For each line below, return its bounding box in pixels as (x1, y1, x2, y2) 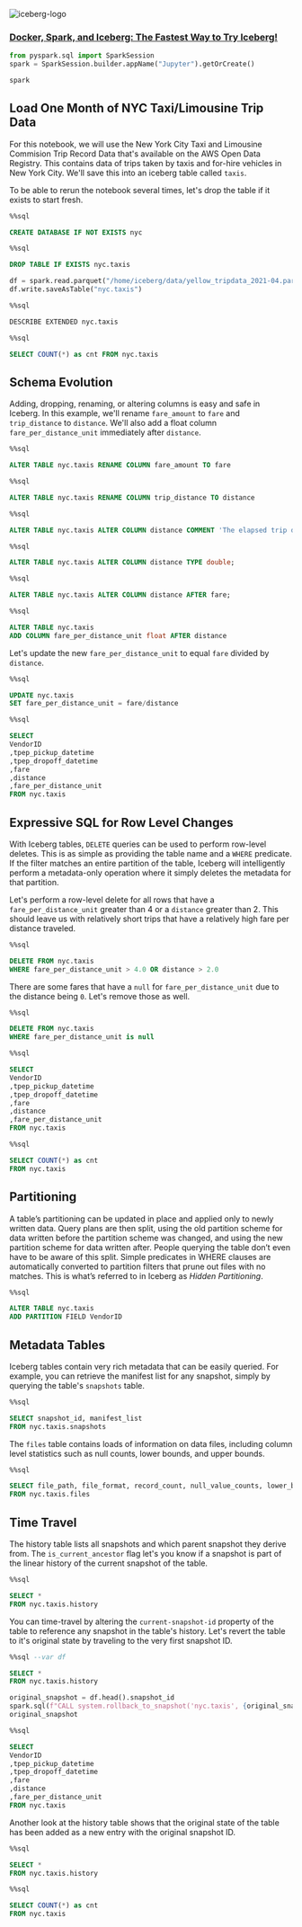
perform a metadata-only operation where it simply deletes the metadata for (9, 867, 292, 878)
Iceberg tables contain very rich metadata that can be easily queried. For (9, 1361, 280, 1372)
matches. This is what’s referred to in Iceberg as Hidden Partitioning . (9, 1270, 263, 1281)
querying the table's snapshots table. (9, 1380, 146, 1390)
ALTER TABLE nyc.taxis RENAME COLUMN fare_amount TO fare (9, 461, 231, 470)
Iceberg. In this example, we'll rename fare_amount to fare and (9, 408, 241, 419)
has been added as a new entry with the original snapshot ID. (9, 1826, 236, 1837)
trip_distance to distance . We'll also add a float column (9, 418, 218, 429)
